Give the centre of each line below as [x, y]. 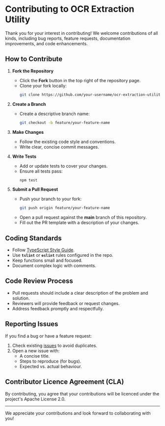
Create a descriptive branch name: [55, 114]
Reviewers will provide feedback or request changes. [66, 303]
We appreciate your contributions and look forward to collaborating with [78, 413]
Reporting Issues [32, 324]
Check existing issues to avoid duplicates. [55, 345]
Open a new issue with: [36, 351]
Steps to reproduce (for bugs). [50, 361]
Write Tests [24, 156]
